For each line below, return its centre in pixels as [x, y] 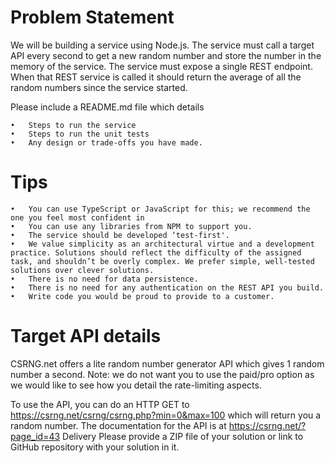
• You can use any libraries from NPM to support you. [131, 226]
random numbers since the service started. [99, 87]
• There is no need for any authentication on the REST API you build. [167, 287]
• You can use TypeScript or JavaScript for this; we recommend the [160, 209]
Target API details [86, 336]
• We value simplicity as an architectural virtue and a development [162, 244]
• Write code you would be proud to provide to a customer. [142, 296]
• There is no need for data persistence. [104, 279]
